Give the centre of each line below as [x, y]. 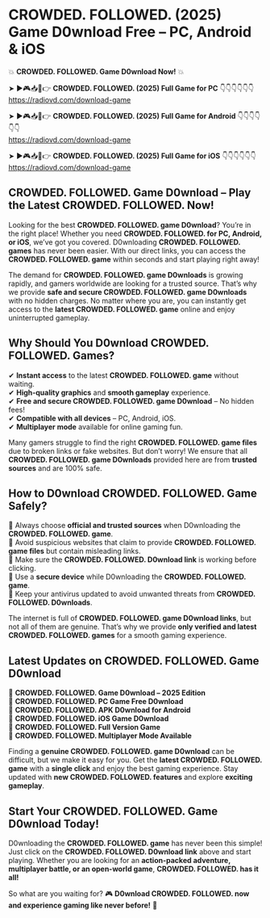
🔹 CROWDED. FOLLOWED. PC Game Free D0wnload [96, 702]
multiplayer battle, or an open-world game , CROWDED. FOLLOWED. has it [134, 869]
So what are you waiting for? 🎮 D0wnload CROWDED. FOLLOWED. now [129, 893]
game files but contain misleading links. [75, 551]
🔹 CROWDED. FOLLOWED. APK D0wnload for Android [100, 710]
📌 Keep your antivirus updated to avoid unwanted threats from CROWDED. [132, 594]
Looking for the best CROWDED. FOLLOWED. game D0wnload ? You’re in [130, 224]
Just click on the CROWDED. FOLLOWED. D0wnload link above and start [130, 852]
